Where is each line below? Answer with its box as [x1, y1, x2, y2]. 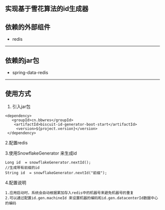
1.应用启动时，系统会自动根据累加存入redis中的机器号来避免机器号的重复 [5, 190, 134, 195]
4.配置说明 [5, 180, 27, 185]
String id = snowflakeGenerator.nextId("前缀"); [5, 170, 107, 175]
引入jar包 [12, 104, 31, 109]
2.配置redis [5, 139, 28, 146]
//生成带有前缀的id [5, 165, 40, 170]
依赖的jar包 [5, 56, 39, 65]
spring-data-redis [12, 70, 48, 76]
